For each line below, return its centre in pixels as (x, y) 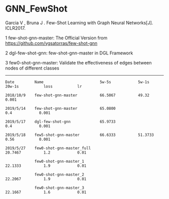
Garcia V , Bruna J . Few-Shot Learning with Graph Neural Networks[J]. (79, 23)
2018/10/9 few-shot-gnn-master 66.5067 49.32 (77, 95)
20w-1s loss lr (44, 86)
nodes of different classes (32, 68)
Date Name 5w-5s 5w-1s (77, 82)
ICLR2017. (16, 28)
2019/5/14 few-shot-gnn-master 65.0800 (60, 108)
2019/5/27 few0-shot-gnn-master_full (48, 148)
